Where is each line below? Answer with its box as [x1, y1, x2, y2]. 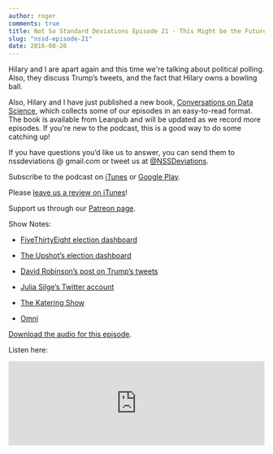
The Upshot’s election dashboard [19, 251, 132, 261]
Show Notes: [8, 219, 51, 229]
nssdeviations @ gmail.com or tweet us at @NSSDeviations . [8, 156, 209, 166]
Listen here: [8, 345, 49, 355]
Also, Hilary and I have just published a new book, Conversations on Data [8, 97, 253, 107]
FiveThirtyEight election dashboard [19, 235, 138, 244]
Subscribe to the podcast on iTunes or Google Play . [8, 172, 181, 182]
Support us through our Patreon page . [8, 204, 136, 214]
